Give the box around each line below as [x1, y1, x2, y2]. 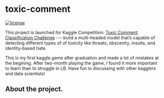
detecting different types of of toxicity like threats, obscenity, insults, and [5, 40, 156, 46]
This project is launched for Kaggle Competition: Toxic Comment [5, 29, 138, 35]
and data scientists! [5, 70, 45, 76]
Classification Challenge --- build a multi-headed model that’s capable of [5, 35, 156, 41]
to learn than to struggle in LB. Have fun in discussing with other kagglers [5, 65, 156, 71]
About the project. [5, 85, 63, 94]
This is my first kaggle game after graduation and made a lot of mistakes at [5, 54, 159, 60]
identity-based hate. [5, 45, 47, 51]
